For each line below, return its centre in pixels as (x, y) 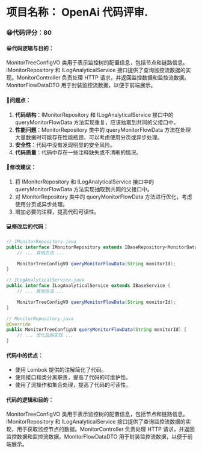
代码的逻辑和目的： (30, 399)
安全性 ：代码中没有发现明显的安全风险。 (65, 144)
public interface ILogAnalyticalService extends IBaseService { (88, 286)
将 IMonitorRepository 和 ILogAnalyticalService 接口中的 (84, 182)
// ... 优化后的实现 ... (45, 335)
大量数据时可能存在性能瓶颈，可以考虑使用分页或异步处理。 (89, 137)
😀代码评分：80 (29, 32)
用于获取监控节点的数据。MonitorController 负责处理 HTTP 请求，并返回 (106, 429)
